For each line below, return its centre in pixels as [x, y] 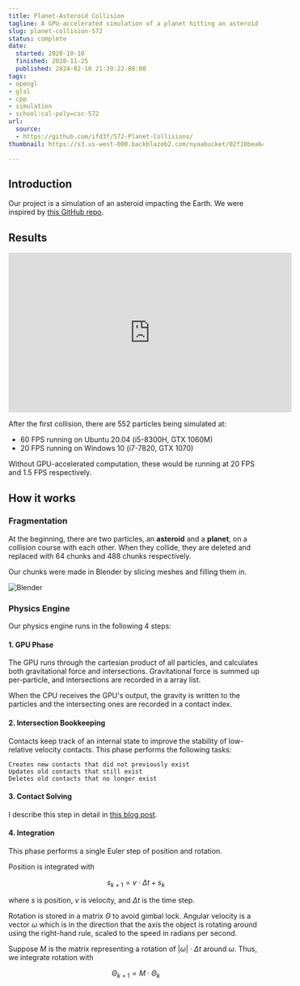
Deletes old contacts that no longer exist [83, 778]
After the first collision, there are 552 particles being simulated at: [118, 424]
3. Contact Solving [40, 796]
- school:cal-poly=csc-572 [54, 114]
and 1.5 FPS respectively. [50, 473]
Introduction [40, 184]
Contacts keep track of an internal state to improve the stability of [118, 741]
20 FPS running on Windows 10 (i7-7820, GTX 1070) [107, 448]
